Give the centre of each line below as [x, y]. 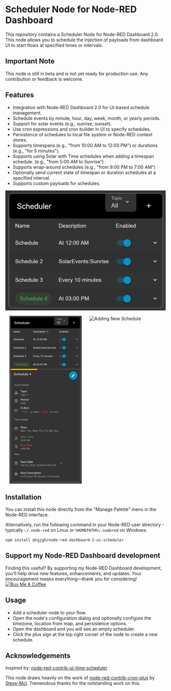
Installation [23, 497]
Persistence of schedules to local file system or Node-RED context [82, 134]
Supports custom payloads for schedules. [56, 183]
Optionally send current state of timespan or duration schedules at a [84, 172]
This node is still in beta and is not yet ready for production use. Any [77, 73]
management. [27, 113]
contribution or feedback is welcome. [45, 79]
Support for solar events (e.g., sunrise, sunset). [62, 124]
